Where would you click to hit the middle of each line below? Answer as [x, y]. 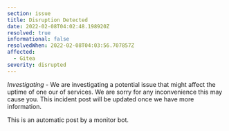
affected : [21, 52]
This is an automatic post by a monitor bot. [68, 120]
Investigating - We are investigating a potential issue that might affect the [111, 84]
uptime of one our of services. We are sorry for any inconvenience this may [115, 92]
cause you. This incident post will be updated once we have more [101, 99]
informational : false [38, 39]
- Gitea [25, 59]
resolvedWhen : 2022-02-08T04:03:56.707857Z [71, 46]
